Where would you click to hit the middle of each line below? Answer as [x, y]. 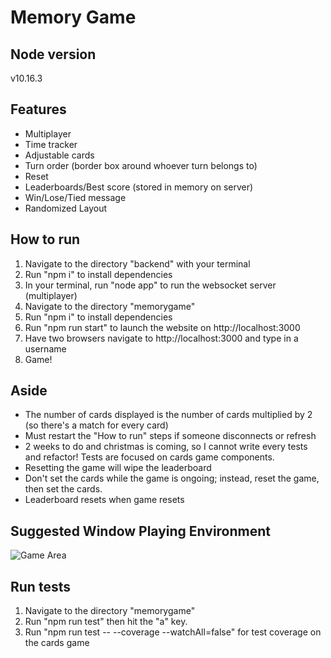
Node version [53, 54]
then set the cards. [63, 489]
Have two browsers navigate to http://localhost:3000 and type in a [161, 338]
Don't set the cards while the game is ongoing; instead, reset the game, [172, 478]
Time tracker [51, 144]
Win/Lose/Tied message [75, 197]
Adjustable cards [59, 155]
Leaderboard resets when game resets [104, 500]
